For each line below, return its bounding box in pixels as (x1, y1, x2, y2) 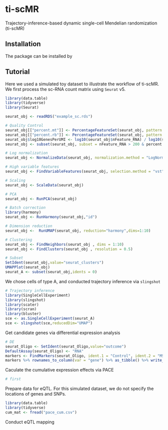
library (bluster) (5, 311, 41, 317)
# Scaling (5, 178, 26, 183)
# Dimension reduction (5, 224, 52, 229)
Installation (5, 40, 41, 48)
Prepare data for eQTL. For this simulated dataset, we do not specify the (5, 386, 154, 392)
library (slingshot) (5, 297, 46, 303)
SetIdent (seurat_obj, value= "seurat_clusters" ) (5, 260, 104, 265)
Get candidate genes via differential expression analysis (5, 330, 120, 336)
